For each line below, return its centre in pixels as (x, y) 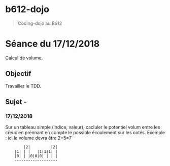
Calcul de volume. (24, 58)
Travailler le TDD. (23, 86)
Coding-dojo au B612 (40, 23)
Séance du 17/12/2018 (53, 44)
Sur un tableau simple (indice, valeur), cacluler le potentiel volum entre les (83, 127)
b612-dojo (27, 9)
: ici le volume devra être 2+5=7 (39, 138)
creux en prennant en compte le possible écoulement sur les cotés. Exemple (85, 133)
